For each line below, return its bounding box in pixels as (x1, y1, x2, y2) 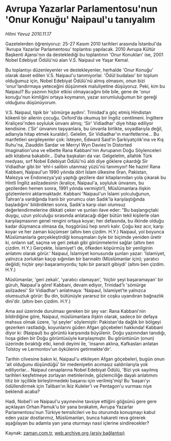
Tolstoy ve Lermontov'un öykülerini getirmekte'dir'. (5, 346, 112, 352)
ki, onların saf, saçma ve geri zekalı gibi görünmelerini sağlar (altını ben (5, 239, 155, 246)
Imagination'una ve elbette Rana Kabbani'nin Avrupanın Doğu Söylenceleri (5, 147, 162, 153)
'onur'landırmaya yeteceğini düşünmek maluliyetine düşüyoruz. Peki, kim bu (5, 83, 165, 89)
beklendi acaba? (5, 388, 40, 395)
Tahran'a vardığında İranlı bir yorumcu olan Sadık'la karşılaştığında (5, 196, 145, 202)
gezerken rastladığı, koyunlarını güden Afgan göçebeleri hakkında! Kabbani (5, 324, 163, 330)
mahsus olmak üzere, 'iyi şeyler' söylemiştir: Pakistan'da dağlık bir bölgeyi (5, 318, 161, 325)
